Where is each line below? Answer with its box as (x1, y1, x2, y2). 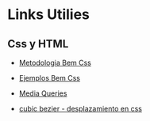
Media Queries (18, 89, 67, 98)
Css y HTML (7, 37, 69, 51)
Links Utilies (7, 6, 90, 24)
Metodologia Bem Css (18, 58, 92, 67)
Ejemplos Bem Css (18, 74, 81, 82)
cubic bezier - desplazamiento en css (18, 104, 142, 113)
